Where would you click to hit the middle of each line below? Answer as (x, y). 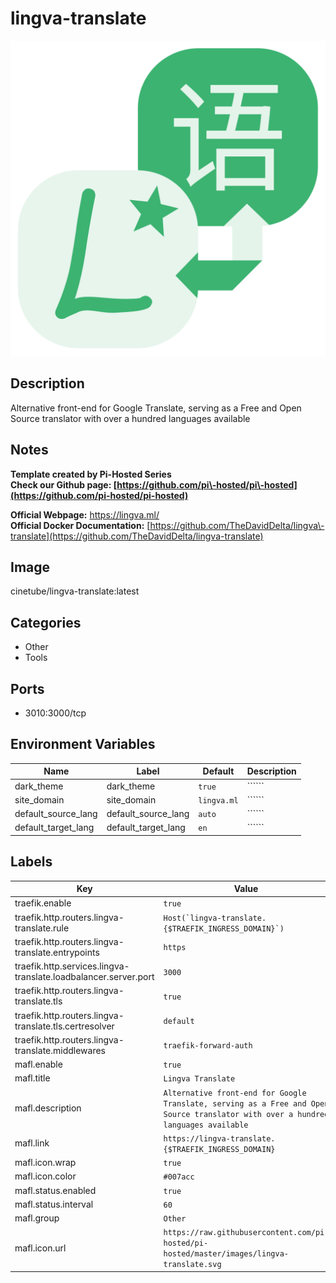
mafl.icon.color (45, 1176)
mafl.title (32, 1078)
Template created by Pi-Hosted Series (91, 474)
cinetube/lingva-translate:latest (75, 591)
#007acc (179, 1177)
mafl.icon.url (40, 1248)
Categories (46, 622)
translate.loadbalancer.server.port (84, 977)
